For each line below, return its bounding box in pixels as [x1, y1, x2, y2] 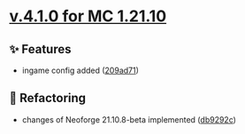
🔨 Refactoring [9, 91, 87, 106]
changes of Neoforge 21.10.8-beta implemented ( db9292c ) [21, 114, 237, 125]
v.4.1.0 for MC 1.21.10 [9, 6, 167, 27]
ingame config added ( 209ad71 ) [21, 65, 140, 75]
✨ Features [9, 42, 72, 57]
